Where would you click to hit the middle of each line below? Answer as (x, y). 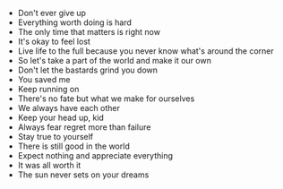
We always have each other (69, 108)
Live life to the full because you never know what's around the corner (146, 51)
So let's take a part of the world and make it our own (115, 60)
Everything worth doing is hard (75, 22)
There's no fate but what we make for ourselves (106, 99)
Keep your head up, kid (61, 117)
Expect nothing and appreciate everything (95, 155)
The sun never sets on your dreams (83, 175)
